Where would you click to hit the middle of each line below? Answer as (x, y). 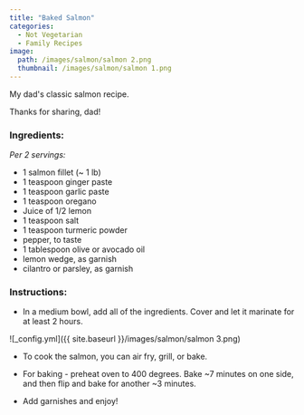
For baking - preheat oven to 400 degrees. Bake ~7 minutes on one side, (158, 374)
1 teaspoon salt (51, 221)
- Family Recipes (50, 43)
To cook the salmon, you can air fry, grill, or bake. (115, 357)
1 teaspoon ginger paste (67, 182)
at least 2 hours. (52, 322)
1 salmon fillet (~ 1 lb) (62, 172)
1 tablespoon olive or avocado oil (84, 249)
